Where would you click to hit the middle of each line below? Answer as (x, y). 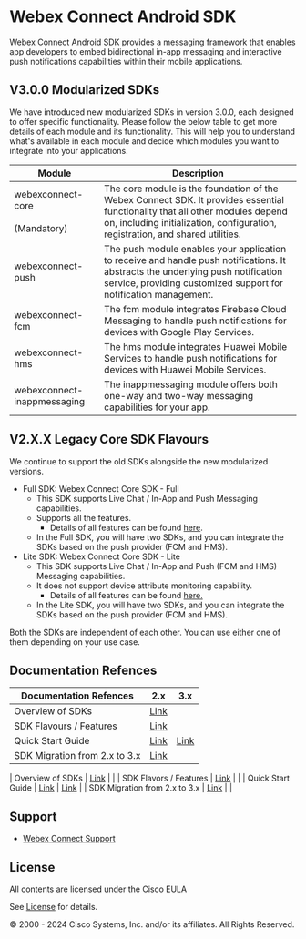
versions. (26, 471)
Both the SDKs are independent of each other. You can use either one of (145, 632)
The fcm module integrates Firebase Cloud (195, 309)
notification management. (159, 294)
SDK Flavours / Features (66, 726)
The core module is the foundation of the (191, 189)
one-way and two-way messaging (179, 395)
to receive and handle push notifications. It (195, 260)
